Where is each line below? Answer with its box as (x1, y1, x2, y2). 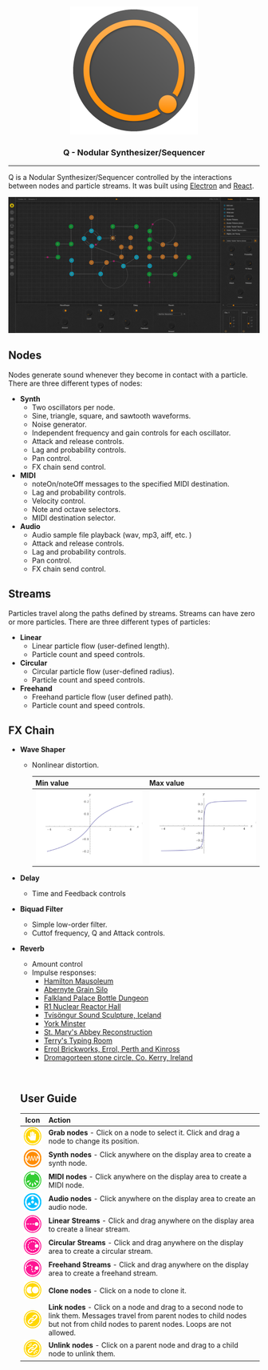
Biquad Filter (19, 904, 64, 914)
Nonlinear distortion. (31, 760, 100, 770)
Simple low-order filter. (31, 919, 108, 930)
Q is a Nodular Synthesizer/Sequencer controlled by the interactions (8, 173, 233, 182)
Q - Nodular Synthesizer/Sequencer (62, 146, 206, 158)
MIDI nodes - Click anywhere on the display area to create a (48, 1172, 247, 1182)
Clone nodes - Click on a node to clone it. (48, 1286, 187, 1296)
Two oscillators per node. (31, 403, 116, 412)
